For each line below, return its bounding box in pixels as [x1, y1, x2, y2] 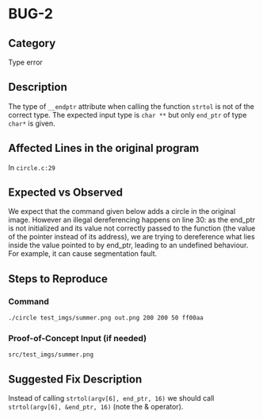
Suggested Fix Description [8, 372, 143, 386]
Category [8, 37, 56, 50]
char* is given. [8, 118, 55, 128]
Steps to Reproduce [8, 272, 109, 285]
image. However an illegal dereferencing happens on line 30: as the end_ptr [8, 215, 256, 225]
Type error [8, 57, 44, 67]
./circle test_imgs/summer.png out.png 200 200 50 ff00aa [8, 314, 204, 322]
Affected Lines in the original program [8, 142, 200, 155]
